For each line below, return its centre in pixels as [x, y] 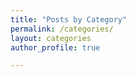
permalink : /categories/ [62, 29]
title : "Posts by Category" [69, 19]
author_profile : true [55, 47]
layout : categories [51, 38]
